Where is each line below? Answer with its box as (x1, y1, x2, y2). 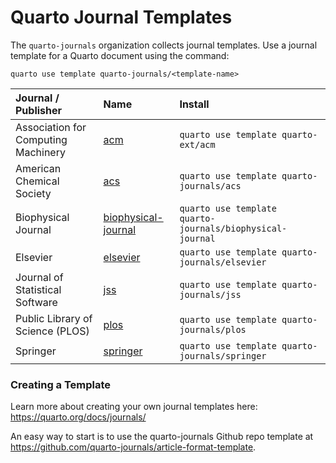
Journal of (15, 270, 64, 284)
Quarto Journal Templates (10, 6, 233, 29)
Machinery (15, 145, 66, 159)
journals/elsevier (179, 256, 267, 268)
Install (179, 97, 210, 111)
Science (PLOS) (15, 324, 90, 338)
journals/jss (179, 289, 242, 300)
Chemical (15, 174, 60, 188)
